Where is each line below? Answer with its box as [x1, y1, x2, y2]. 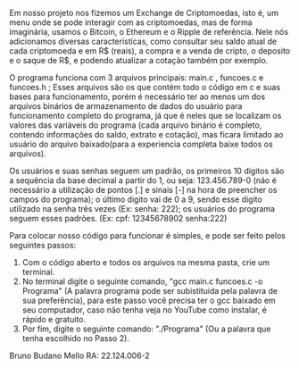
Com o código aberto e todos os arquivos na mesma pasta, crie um [21, 257, 270, 267]
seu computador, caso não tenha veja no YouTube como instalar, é [21, 305, 268, 315]
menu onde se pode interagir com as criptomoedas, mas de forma [9, 17, 253, 28]
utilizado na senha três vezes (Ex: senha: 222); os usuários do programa [9, 204, 275, 213]
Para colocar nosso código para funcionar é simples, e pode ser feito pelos [9, 230, 286, 240]
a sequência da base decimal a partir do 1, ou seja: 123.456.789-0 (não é [9, 175, 277, 186]
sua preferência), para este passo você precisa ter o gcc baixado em [21, 295, 277, 305]
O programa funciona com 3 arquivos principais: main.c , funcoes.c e [9, 72, 264, 83]
